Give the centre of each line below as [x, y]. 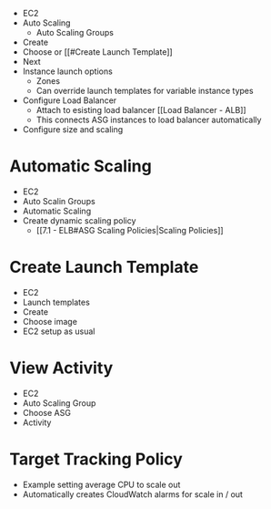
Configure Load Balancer [70, 100]
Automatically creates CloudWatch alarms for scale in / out [133, 494]
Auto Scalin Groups [59, 201]
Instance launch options [68, 71]
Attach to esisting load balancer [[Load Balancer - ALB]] [141, 110]
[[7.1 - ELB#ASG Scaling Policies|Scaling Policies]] [130, 230]
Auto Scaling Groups [75, 32]
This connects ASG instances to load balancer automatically [149, 119]
